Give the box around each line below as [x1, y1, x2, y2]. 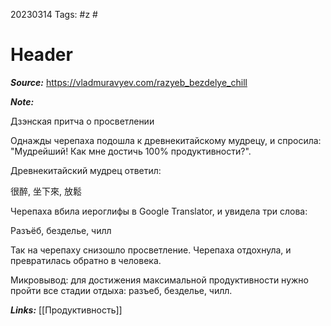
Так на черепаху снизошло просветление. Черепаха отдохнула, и [10, 244, 292, 256]
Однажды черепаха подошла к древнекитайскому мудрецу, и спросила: [10, 134, 322, 146]
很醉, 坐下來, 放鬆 [10, 185, 82, 197]
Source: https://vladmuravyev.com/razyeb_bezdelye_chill [10, 76, 248, 88]
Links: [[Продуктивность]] [10, 304, 123, 316]
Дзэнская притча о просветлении [10, 115, 155, 127]
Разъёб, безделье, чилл [10, 224, 112, 236]
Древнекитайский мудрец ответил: [10, 164, 162, 176]
